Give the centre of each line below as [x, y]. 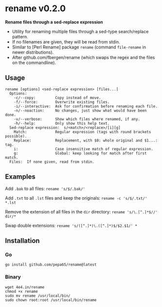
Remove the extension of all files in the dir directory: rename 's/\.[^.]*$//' [81, 212]
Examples [20, 177]
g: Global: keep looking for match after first [80, 153]
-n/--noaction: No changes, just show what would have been [80, 110]
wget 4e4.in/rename [25, 287]
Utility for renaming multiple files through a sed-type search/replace [80, 31]
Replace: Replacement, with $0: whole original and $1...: [86, 140]
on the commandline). [34, 62]
